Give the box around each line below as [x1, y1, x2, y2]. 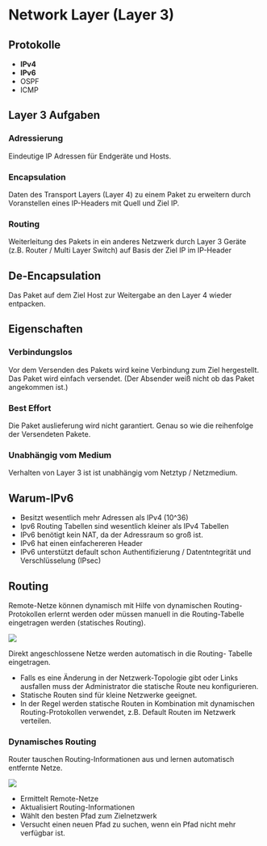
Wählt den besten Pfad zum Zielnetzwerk [19, 811, 157, 821]
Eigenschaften [8, 322, 83, 336]
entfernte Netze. [8, 763, 63, 773]
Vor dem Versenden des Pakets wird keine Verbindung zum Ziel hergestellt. [8, 365, 260, 374]
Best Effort [8, 402, 52, 413]
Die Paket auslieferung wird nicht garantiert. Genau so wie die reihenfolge [8, 421, 254, 430]
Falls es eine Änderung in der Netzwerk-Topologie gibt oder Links [19, 673, 239, 683]
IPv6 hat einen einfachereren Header [19, 539, 144, 548]
